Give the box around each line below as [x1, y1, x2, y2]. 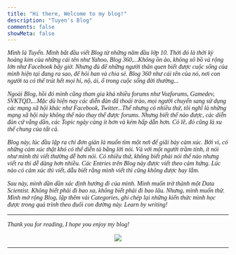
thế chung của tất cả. [7, 126, 60, 133]
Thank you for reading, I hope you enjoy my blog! [7, 221, 130, 228]
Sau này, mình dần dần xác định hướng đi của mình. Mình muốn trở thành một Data [7, 180, 215, 188]
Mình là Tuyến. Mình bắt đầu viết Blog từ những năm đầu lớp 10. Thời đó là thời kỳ [7, 49, 214, 57]
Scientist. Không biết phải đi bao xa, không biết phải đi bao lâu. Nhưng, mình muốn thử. [7, 187, 225, 195]
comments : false [7, 23, 55, 30]
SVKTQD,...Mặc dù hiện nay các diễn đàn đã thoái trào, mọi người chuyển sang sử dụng [7, 98, 226, 105]
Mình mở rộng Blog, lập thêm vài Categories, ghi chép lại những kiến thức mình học [7, 194, 216, 202]
